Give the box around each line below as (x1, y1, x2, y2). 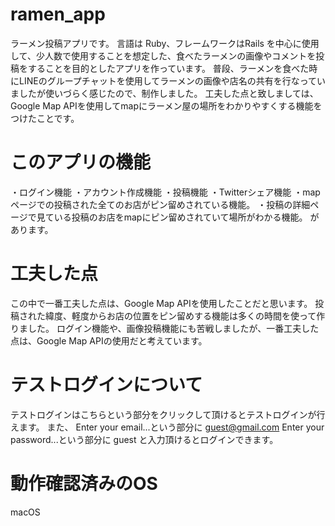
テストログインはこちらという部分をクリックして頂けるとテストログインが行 (10, 408, 326, 420)
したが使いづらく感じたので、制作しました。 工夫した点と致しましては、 (18, 87, 319, 99)
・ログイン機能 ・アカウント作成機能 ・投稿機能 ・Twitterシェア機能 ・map (10, 186, 321, 198)
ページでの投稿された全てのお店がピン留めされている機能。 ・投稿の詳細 (10, 198, 311, 210)
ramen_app (10, 3, 106, 26)
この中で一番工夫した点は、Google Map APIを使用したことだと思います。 (10, 297, 313, 309)
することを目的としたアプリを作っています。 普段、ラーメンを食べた (27, 62, 310, 74)
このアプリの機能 (10, 151, 152, 174)
